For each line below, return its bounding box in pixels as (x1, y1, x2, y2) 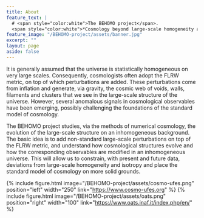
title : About (6, 9, 39, 15)
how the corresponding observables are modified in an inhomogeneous (6, 148, 186, 155)
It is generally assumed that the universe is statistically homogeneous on (6, 65, 188, 72)
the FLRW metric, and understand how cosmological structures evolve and (6, 141, 193, 149)
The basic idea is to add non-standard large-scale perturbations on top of (6, 135, 191, 142)
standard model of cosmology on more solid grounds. (6, 167, 141, 175)
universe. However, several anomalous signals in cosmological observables (6, 97, 195, 105)
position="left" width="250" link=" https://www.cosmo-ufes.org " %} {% (6, 186, 185, 193)
